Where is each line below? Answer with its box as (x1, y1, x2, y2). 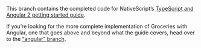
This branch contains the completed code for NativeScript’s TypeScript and (6, 5, 194, 12)
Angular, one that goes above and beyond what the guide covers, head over (6, 29, 195, 36)
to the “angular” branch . (6, 36, 66, 42)
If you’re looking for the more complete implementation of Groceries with (6, 23, 188, 30)
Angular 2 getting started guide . (6, 11, 86, 18)
